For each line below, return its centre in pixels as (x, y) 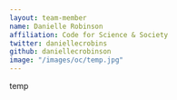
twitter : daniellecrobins (58, 43)
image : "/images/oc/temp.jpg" (67, 60)
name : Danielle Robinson (56, 26)
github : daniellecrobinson (60, 52)
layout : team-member (49, 18)
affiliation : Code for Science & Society (89, 35)
